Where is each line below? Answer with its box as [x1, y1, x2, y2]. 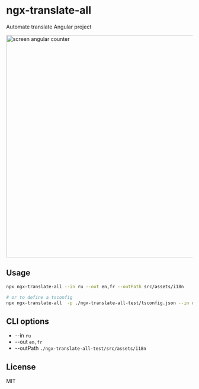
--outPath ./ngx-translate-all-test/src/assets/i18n [14, 345, 146, 352]
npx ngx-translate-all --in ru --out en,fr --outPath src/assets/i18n [6, 283, 184, 289]
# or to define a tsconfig [6, 294, 73, 300]
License [6, 362, 36, 372]
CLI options [6, 316, 49, 326]
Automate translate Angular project [6, 23, 92, 30]
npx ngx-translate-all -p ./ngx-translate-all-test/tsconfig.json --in [6, 300, 190, 306]
